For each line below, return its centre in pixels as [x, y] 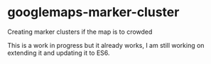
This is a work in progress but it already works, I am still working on [106, 45]
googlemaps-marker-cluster [93, 12]
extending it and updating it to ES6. [59, 53]
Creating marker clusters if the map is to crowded [80, 32]
